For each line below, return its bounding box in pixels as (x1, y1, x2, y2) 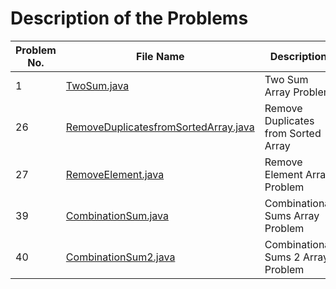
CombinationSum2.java (65, 250, 176, 264)
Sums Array (264, 208, 320, 222)
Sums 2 (264, 250, 301, 264)
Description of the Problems (10, 7, 249, 30)
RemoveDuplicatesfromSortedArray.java (65, 120, 255, 134)
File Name (136, 49, 185, 63)
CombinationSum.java (65, 208, 169, 222)
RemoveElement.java (65, 167, 165, 181)
